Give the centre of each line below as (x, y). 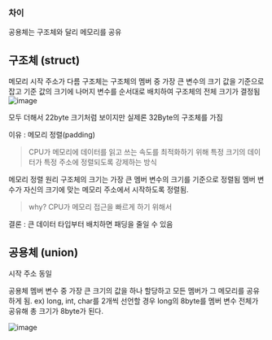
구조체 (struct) (44, 60)
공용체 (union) (44, 253)
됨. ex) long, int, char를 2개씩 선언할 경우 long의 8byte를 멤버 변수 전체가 (141, 301)
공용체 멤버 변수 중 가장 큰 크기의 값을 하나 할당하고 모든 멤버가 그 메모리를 (127, 290)
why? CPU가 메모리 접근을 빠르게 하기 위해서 (100, 207)
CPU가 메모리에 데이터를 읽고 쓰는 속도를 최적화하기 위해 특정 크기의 (137, 152)
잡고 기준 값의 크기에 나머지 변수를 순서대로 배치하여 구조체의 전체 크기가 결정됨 (134, 92)
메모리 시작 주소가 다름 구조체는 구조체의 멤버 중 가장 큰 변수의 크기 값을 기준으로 (136, 81)
